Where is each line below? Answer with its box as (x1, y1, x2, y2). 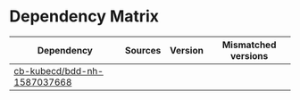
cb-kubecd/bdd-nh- (13, 64, 104, 77)
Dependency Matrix (9, 6, 159, 27)
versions (230, 49, 269, 62)
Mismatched (221, 38, 277, 51)
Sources (124, 44, 162, 56)
